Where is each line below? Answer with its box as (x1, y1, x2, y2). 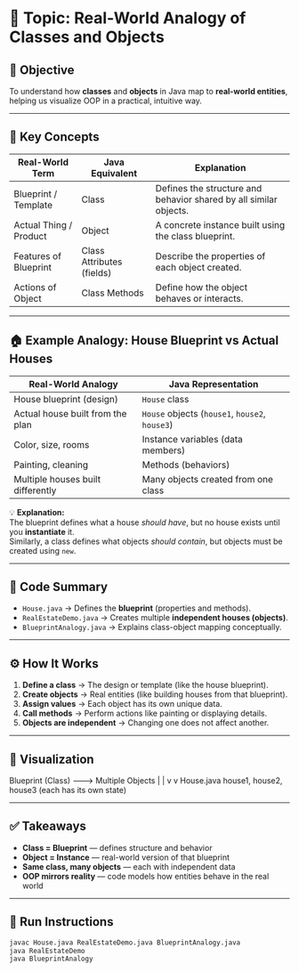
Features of (13, 249, 62, 262)
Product (13, 230, 47, 242)
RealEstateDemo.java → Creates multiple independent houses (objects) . (21, 612, 289, 623)
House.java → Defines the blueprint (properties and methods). (21, 603, 252, 613)
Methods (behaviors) (141, 458, 230, 471)
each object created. (155, 261, 242, 273)
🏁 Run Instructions (9, 914, 114, 929)
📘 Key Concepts (9, 129, 100, 145)
